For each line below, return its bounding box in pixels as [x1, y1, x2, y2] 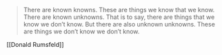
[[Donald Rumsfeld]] [6, 41, 64, 48]
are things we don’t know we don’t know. [23, 27, 140, 35]
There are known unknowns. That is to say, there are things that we [23, 13, 215, 21]
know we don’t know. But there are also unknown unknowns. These [23, 20, 215, 28]
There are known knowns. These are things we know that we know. [23, 6, 215, 14]
